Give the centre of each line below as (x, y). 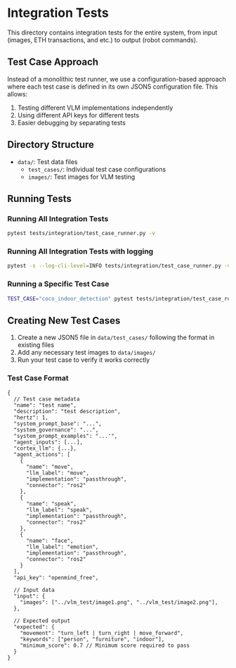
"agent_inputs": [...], (48, 442)
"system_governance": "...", (56, 430)
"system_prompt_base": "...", (58, 424)
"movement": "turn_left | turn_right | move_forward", (102, 633)
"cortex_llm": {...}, (45, 448)
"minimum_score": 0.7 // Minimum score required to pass (105, 645)
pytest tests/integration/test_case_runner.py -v (81, 234)
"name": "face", (50, 541)
